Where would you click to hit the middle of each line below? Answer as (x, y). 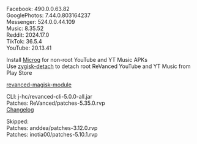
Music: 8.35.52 (25, 28)
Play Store (19, 73)
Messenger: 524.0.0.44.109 (41, 22)
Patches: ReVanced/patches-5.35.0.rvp (56, 103)
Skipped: (17, 121)
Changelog (20, 109)
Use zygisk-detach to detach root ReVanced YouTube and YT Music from (98, 66)
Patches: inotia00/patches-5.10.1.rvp (52, 135)
